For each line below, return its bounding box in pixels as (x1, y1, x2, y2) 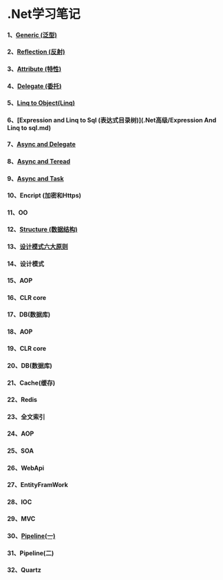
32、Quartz (7, 566, 41, 574)
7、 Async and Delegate (7, 140, 76, 149)
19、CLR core (7, 345, 47, 353)
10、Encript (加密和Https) (7, 191, 81, 200)
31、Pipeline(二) (7, 548, 54, 557)
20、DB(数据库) (7, 362, 53, 370)
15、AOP (7, 277, 33, 285)
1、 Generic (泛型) (7, 30, 57, 39)
